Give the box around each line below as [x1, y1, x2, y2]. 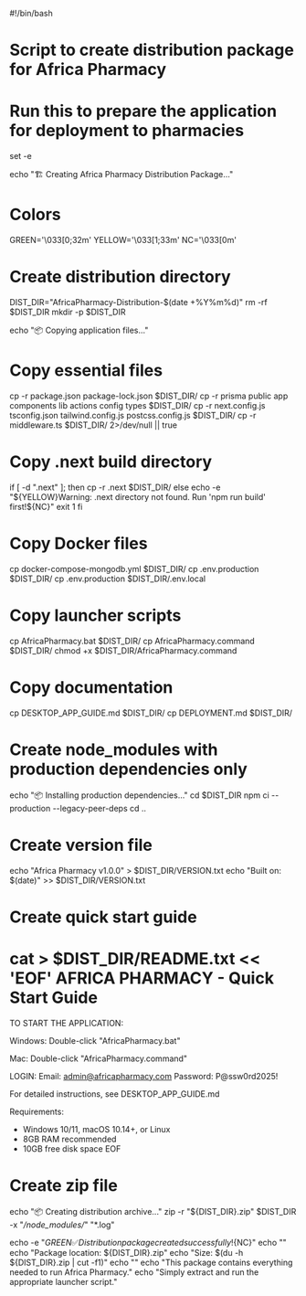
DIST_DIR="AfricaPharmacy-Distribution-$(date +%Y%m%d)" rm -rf [9, 297, 268, 307]
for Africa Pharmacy [9, 59, 167, 80]
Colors [9, 205, 61, 225]
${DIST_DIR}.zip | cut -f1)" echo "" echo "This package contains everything [9, 1257, 293, 1268]
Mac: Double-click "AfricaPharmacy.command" [9, 1053, 188, 1064]
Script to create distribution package [9, 40, 294, 60]
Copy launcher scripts [9, 605, 182, 625]
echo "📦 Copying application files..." [9, 324, 149, 335]
